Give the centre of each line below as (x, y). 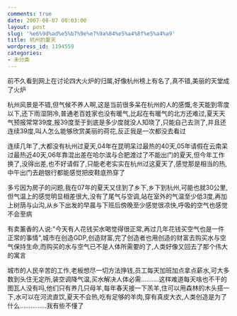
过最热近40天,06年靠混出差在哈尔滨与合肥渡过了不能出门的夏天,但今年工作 (116, 154)
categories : (25, 54)
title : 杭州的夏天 (32, 40)
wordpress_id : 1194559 (41, 47)
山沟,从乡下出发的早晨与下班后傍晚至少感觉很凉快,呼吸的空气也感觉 (130, 205)
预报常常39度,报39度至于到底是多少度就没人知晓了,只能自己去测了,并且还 (120, 122)
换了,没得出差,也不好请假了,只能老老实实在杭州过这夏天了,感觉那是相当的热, (117, 164)
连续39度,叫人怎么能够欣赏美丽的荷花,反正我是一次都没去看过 (97, 130)
